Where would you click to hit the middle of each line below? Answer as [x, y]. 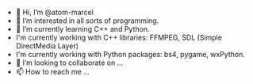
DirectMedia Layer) [47, 46]
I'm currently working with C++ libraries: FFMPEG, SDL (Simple [119, 37]
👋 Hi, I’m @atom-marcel [54, 12]
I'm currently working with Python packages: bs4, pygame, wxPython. [130, 54]
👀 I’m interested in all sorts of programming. [87, 21]
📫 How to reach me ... [52, 72]
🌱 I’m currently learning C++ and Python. [82, 29]
